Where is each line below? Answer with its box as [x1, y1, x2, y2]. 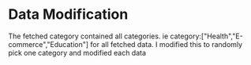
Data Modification [8, 5, 129, 23]
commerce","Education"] [8, 39, 89, 49]
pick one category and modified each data [8, 48, 147, 57]
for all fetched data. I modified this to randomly [90, 39, 243, 49]
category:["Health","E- [170, 31, 243, 41]
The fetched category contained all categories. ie [8, 31, 169, 41]
